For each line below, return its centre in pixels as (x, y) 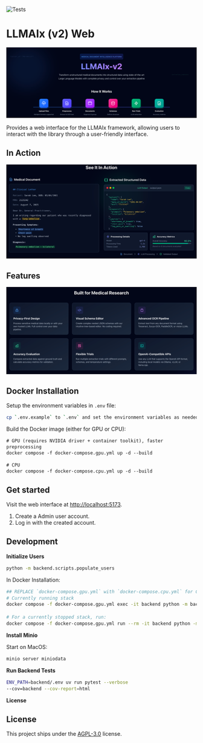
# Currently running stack (40, 598)
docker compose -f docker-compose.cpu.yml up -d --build (79, 471)
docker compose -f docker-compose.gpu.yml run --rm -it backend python (98, 624)
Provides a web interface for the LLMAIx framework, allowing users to (93, 127)
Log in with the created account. (55, 523)
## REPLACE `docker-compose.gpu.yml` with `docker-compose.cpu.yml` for (100, 591)
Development (32, 542)
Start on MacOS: (27, 647)
